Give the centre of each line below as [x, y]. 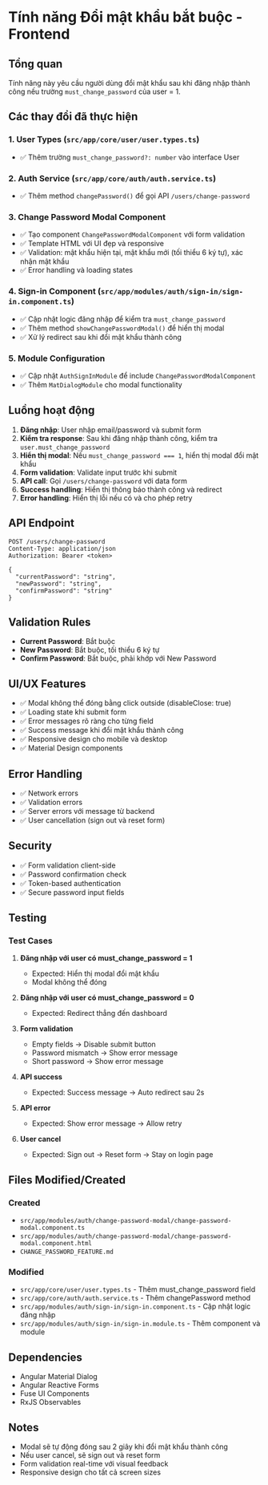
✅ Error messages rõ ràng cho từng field [86, 721]
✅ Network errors [49, 793]
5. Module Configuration [57, 358]
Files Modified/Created [67, 1180]
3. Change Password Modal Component [87, 216]
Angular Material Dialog [58, 1377]
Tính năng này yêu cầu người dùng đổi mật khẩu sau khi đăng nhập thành [129, 83]
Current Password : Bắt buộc [68, 641]
